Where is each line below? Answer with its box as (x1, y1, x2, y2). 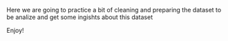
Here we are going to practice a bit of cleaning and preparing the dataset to (6, 6, 222, 14)
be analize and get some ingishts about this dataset (6, 13, 153, 21)
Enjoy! (6, 27, 25, 34)
